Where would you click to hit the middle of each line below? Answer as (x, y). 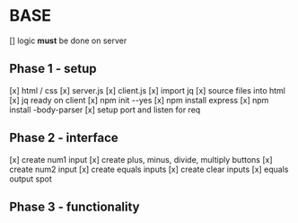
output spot (31, 178)
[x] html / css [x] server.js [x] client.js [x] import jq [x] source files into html (147, 90)
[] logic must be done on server (68, 40)
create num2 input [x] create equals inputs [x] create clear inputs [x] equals (149, 169)
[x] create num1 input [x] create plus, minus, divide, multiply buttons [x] (141, 159)
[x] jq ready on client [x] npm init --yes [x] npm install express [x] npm (139, 100)
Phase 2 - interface (64, 138)
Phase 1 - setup (53, 69)
